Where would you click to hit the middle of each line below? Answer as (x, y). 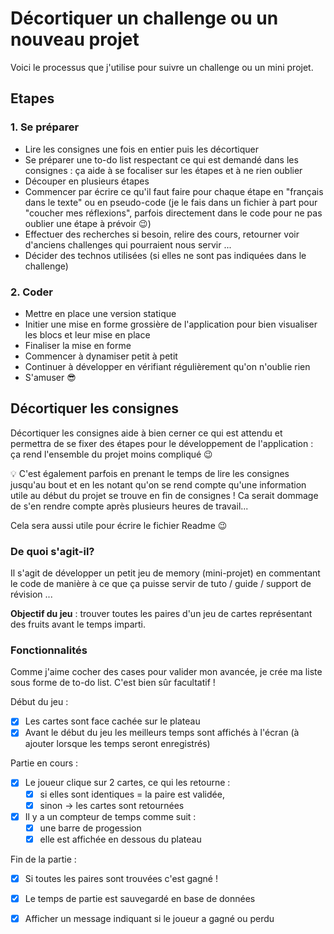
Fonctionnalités (49, 650)
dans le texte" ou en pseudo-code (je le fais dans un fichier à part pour (171, 202)
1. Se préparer (45, 127)
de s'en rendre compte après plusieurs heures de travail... (129, 506)
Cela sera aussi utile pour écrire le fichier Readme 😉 (119, 525)
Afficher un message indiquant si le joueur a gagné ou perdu (149, 918)
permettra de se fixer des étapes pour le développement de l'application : (162, 443)
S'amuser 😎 (50, 377)
